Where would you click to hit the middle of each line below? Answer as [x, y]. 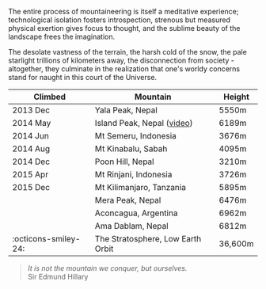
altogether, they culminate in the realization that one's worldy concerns [124, 69]
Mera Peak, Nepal [128, 200]
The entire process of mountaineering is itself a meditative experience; [123, 11]
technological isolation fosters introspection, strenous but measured [120, 20]
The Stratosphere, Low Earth [148, 239]
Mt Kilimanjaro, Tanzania [140, 187]
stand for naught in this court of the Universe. [82, 77]
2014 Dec [31, 162]
